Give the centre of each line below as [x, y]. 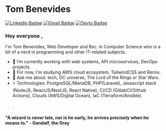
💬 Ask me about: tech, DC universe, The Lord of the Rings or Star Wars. [86, 78]
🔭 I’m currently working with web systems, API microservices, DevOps [85, 62]
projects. [21, 67]
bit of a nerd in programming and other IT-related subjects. [66, 52]
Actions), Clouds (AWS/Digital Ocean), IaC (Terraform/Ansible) [77, 96]
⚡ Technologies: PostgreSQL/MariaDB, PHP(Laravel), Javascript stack [84, 83]
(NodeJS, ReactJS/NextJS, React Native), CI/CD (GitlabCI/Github [79, 90]
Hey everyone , [24, 36]
